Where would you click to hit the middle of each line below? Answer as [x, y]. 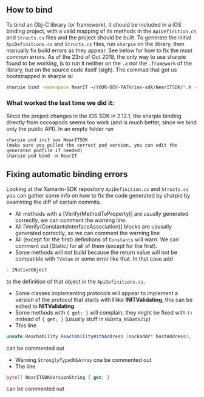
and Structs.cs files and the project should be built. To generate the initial [99, 37]
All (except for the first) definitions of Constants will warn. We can [97, 239]
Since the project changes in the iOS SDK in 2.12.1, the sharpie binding [94, 116]
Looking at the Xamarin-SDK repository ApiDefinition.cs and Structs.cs [98, 189]
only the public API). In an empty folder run [60, 128]
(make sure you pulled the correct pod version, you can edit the [92, 145]
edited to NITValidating [45, 306]
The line [25, 366]
